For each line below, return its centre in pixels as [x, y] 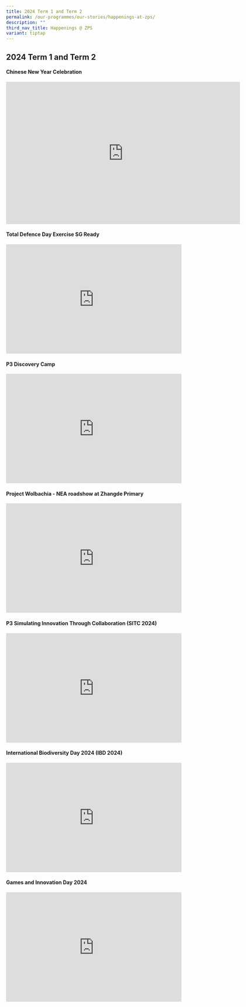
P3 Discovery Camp [31, 364]
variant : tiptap [26, 33]
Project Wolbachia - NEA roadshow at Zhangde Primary [75, 494]
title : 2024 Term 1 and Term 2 [44, 11]
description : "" [26, 22]
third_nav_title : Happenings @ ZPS [49, 28]
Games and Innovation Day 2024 [47, 882]
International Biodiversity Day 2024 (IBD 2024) [64, 753]
